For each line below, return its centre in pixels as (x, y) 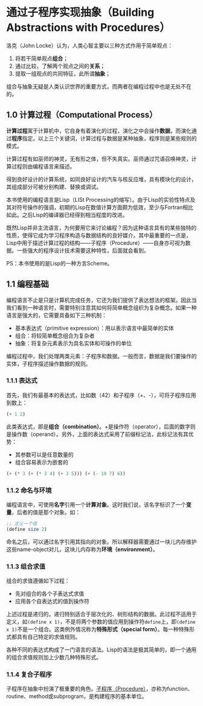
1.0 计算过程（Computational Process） (82, 115)
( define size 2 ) (27, 529)
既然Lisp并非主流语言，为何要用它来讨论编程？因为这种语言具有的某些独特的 (101, 227)
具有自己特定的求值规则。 (48, 636)
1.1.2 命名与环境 (29, 490)
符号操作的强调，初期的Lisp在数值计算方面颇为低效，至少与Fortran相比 (105, 207)
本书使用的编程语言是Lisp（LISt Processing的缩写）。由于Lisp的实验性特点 (98, 199)
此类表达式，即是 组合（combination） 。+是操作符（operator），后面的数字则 (101, 426)
